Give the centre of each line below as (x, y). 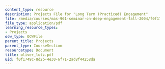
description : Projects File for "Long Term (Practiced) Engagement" (77, 14)
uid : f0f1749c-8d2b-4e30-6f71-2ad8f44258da (50, 59)
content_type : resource (29, 9)
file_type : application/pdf (34, 23)
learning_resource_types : (31, 28)
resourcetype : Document (29, 50)
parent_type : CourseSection (34, 46)
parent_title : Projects (29, 41)
